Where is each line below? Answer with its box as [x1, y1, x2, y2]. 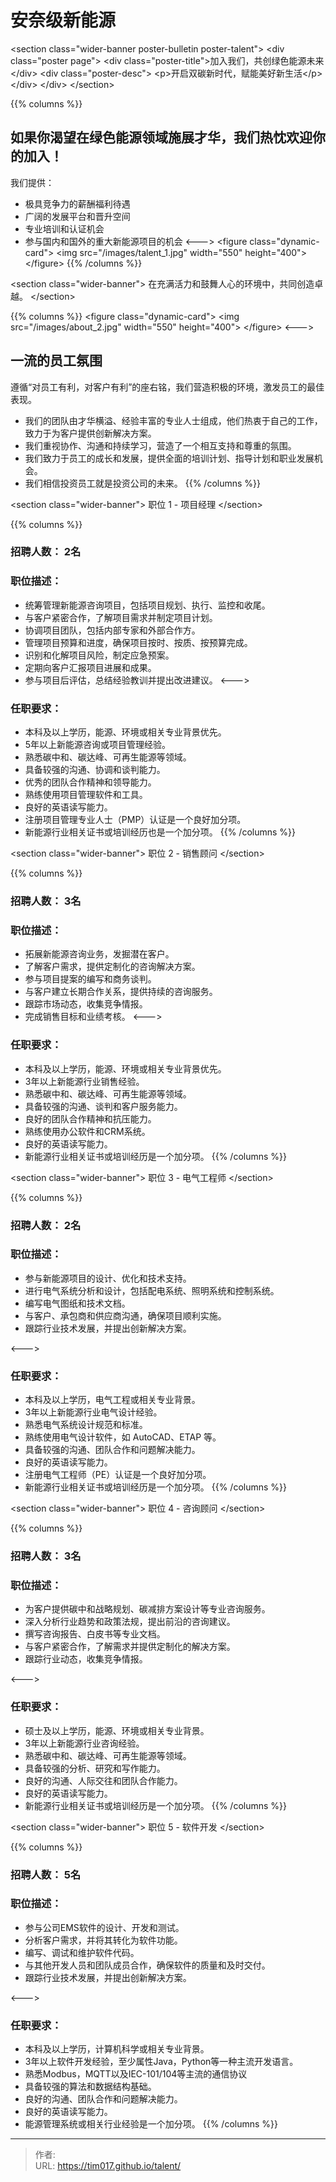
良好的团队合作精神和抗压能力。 [24, 1112, 157, 1125]
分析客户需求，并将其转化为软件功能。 [24, 1934, 183, 1946]
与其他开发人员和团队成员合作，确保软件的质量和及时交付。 [24, 1959, 271, 1971]
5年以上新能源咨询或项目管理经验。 [24, 739, 172, 751]
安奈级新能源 [10, 9, 117, 32]
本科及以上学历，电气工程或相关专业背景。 [24, 1394, 201, 1406]
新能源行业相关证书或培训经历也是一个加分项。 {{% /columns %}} [24, 826, 297, 838]
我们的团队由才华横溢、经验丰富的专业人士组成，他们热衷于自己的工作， [24, 414, 323, 426]
